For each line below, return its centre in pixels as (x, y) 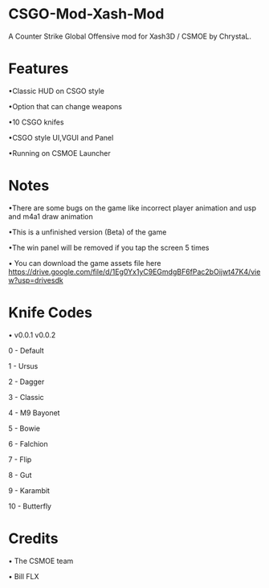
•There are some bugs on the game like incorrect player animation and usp (132, 208)
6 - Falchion (28, 443)
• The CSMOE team (41, 561)
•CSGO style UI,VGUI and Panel (61, 137)
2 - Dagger (26, 382)
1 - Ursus (23, 365)
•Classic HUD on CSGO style (56, 91)
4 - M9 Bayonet (34, 412)
